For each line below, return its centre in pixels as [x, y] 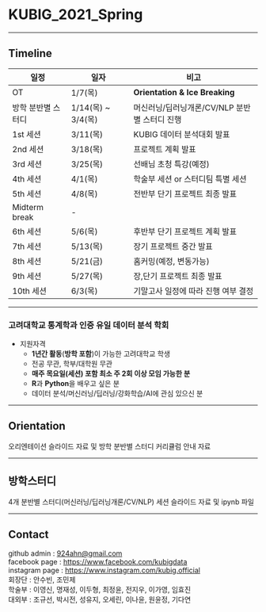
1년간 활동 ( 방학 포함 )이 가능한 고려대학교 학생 [101, 354]
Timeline [30, 54]
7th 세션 [27, 246]
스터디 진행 [162, 119]
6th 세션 [27, 231]
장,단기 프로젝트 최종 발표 [178, 276]
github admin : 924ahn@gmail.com [65, 553]
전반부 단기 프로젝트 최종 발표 [185, 193]
